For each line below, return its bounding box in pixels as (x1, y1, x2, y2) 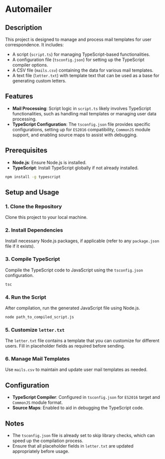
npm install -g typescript (5, 174, 61, 180)
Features (5, 92, 33, 100)
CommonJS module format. (12, 399, 63, 406)
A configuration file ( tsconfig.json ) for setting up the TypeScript (12, 57, 145, 63)
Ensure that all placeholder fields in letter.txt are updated (12, 443, 134, 449)
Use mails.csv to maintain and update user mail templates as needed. (5, 367, 148, 372)
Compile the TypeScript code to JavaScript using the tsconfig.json (5, 267, 143, 273)
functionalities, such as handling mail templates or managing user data (12, 110, 157, 116)
